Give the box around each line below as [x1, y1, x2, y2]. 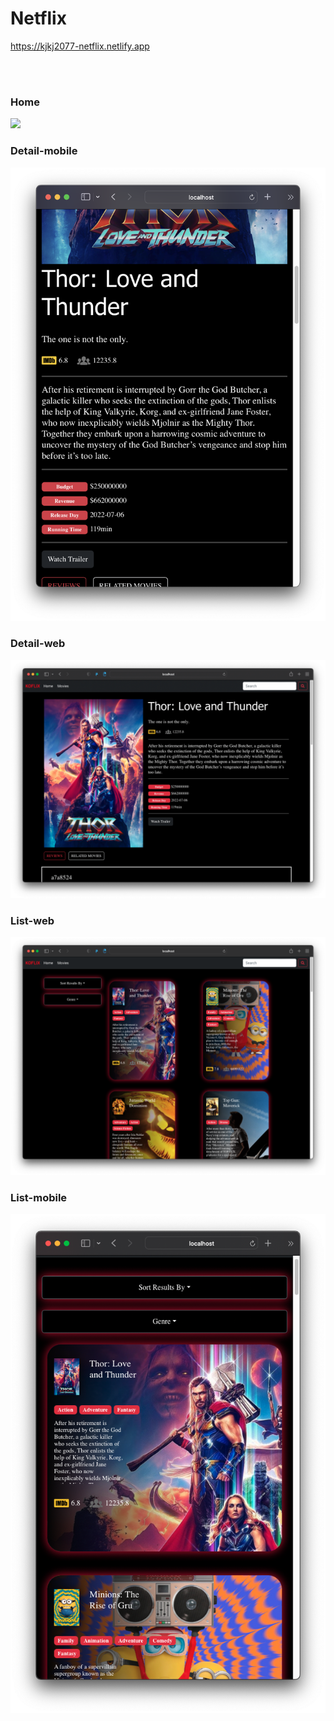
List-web [10, 913, 55, 927]
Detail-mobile [10, 144, 78, 158]
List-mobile [10, 1190, 68, 1204]
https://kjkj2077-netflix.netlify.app [10, 40, 150, 52]
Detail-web [10, 637, 66, 651]
